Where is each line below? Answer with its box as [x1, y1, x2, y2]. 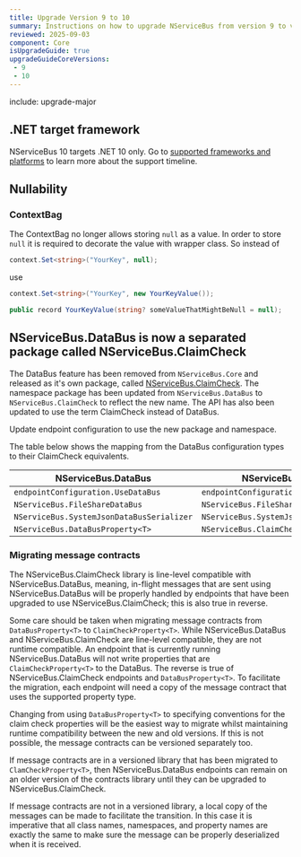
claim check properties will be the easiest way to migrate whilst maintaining [9, 718, 288, 729]
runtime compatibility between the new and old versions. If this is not [9, 728, 264, 739]
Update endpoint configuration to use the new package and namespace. [9, 424, 278, 434]
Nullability [9, 181, 68, 197]
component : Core [9, 38, 70, 48]
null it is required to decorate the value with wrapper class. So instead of [9, 239, 280, 249]
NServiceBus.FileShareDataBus [13, 499, 143, 510]
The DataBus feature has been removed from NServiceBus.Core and [9, 368, 259, 379]
